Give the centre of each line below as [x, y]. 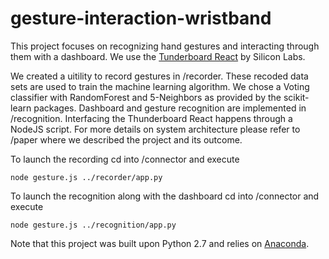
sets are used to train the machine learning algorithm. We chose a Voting [160, 86]
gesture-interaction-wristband [141, 18]
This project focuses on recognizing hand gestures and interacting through [165, 46]
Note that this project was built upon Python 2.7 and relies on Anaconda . [160, 243]
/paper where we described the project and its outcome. [126, 139]
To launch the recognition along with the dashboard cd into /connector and [165, 196]
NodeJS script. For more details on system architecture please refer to [155, 129]
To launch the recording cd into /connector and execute [125, 159]
